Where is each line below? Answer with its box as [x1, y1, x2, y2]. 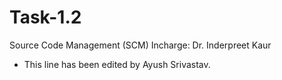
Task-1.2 [9, 6, 82, 29]
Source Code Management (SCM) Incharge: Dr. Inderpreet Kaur [9, 39, 272, 51]
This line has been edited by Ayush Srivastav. [23, 58, 211, 70]
